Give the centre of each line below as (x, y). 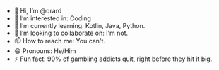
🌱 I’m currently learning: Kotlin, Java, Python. (79, 26)
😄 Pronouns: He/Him (45, 51)
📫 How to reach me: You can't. (60, 41)
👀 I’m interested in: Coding (53, 18)
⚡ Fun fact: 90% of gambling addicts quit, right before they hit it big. (113, 59)
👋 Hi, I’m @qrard (38, 11)
